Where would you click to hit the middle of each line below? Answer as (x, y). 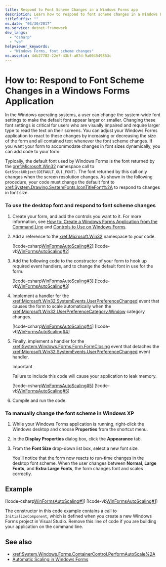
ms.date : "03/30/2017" (28, 23)
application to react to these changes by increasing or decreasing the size (81, 136)
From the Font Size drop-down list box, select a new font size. (76, 448)
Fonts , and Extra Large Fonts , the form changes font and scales (78, 468)
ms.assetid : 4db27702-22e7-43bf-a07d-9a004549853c (58, 56)
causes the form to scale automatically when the (62, 306)
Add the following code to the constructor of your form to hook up (80, 261)
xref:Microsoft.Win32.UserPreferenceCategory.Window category (79, 311)
